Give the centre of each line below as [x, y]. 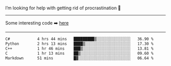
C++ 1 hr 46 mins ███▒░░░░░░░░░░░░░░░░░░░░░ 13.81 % [79, 49]
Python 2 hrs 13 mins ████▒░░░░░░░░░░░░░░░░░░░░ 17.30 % [79, 43]
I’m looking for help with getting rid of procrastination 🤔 [63, 8]
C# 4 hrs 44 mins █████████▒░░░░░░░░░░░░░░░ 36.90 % [79, 39]
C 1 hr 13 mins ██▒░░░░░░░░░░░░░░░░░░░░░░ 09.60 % [79, 53]
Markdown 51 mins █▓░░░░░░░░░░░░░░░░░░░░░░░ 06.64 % [79, 58]
